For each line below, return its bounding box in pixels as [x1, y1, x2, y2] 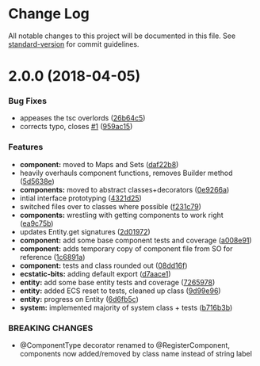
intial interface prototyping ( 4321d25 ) [19, 193, 143, 203]
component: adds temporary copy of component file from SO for [19, 243, 233, 254]
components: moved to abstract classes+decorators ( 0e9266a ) [19, 185, 230, 194]
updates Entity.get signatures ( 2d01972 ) [19, 227, 151, 236]
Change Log [8, 5, 90, 23]
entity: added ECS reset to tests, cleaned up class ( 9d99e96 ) [19, 286, 221, 295]
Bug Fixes [8, 96, 48, 107]
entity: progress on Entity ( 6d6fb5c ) [19, 294, 139, 303]
